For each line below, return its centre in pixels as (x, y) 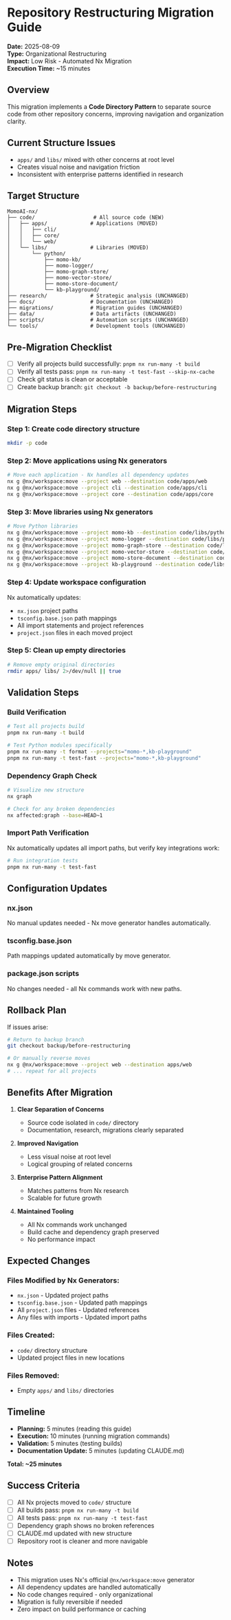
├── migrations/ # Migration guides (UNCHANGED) (95, 308)
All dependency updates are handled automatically (89, 1587)
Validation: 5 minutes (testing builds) (69, 1443)
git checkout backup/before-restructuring (69, 1046)
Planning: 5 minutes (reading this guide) (74, 1429)
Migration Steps (42, 409)
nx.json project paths (47, 610)
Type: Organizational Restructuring (57, 54)
